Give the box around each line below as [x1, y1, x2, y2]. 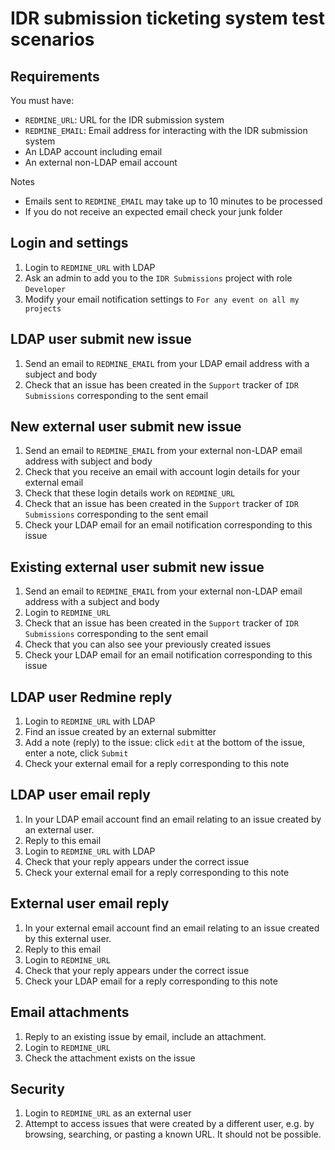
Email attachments [10, 1004, 130, 1021]
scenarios [10, 28, 95, 51]
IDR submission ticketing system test [10, 7, 326, 30]
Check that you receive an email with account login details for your [24, 466, 301, 478]
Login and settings [10, 235, 129, 252]
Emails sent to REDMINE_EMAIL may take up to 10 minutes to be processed [24, 195, 323, 207]
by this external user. [24, 932, 112, 944]
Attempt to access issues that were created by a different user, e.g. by [24, 1118, 315, 1130]
